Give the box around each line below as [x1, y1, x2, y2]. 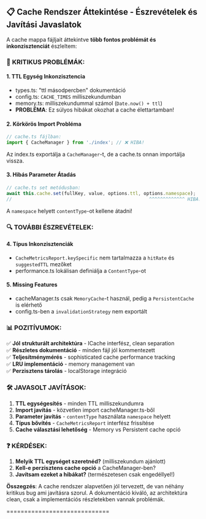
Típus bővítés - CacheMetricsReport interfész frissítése [15, 419, 154, 426]
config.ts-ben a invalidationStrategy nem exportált [15, 308, 148, 315]
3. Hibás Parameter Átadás [6, 171, 77, 179]
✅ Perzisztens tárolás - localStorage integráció [6, 367, 127, 375]
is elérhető [15, 301, 42, 309]
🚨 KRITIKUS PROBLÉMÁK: [6, 58, 85, 66]
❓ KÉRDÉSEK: [6, 441, 47, 450]
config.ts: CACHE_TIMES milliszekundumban [15, 93, 121, 100]
